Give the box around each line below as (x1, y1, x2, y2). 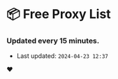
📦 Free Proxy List (6, 6, 111, 22)
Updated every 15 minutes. (6, 36, 100, 46)
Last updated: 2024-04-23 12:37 (16, 52, 109, 60)
